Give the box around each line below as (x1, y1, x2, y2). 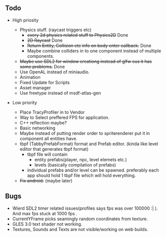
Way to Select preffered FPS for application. (19, 114, 110, 120)
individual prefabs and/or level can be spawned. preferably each (27, 167, 159, 173)
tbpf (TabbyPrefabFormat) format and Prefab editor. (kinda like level (19, 141, 159, 147)
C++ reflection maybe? (19, 119, 67, 125)
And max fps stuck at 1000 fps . (12, 210, 78, 216)
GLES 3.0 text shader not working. (12, 221, 83, 227)
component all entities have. (19, 135, 78, 141)
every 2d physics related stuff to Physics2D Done (27, 32, 128, 38)
